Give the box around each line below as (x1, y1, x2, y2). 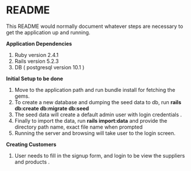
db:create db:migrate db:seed (14, 105, 89, 112)
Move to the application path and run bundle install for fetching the (14, 86, 175, 93)
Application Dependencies (6, 40, 72, 47)
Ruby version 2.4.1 (14, 51, 59, 58)
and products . (14, 158, 50, 165)
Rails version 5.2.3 (14, 58, 59, 65)
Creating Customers (6, 141, 57, 148)
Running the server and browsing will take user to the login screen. (14, 129, 176, 137)
